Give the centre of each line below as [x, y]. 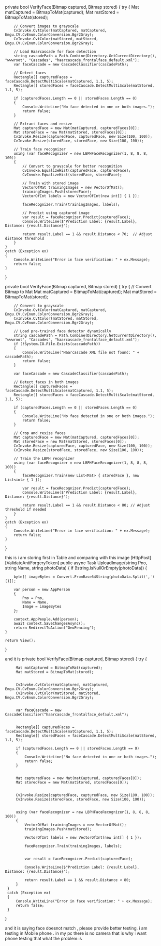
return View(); [20, 640]
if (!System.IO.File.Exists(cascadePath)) [57, 344]
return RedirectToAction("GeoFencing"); [55, 628]
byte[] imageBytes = [34, 577]
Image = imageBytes [42, 606]
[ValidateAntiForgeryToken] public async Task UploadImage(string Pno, [76, 563]
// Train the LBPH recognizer [44, 458]
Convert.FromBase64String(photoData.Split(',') [106, 577]
